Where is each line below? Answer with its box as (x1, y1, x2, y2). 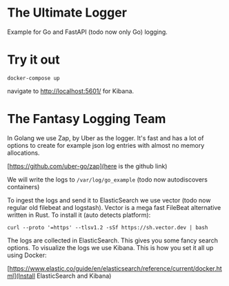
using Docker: (7, 251, 47, 259)
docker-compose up (7, 75, 60, 82)
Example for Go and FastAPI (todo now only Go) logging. (7, 28, 168, 36)
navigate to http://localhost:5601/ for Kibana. (7, 86, 135, 95)
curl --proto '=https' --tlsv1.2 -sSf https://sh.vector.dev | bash (7, 224, 208, 231)
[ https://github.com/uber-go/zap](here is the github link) (7, 162, 168, 170)
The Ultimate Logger (7, 5, 128, 21)
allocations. (7, 149, 40, 157)
